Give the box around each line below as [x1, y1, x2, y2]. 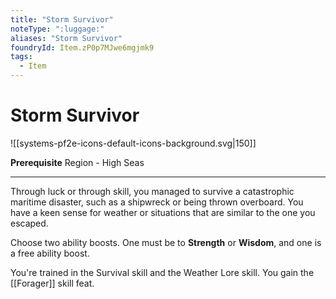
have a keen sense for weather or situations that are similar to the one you [10, 206, 316, 218]
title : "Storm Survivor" [10, 14, 114, 25]
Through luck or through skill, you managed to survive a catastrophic [10, 185, 295, 197]
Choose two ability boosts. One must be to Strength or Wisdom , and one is [10, 236, 322, 248]
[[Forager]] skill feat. [10, 277, 95, 289]
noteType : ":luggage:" [10, 24, 105, 34]
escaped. [10, 217, 49, 229]
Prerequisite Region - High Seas [10, 156, 145, 168]
